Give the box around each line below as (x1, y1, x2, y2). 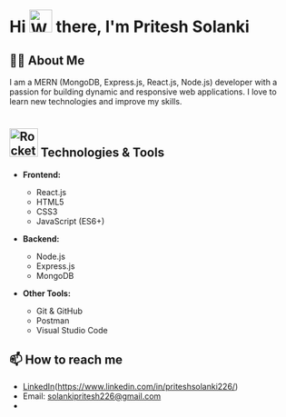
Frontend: (22, 169, 61, 180)
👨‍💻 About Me (9, 53, 85, 68)
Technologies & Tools (40, 145, 165, 161)
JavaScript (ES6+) (35, 215, 105, 226)
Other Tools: (22, 287, 71, 299)
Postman (35, 314, 70, 326)
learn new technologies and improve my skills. (9, 96, 182, 106)
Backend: (22, 233, 60, 244)
